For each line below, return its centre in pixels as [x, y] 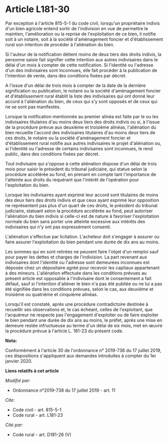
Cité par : [14, 425]
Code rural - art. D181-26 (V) [42, 434]
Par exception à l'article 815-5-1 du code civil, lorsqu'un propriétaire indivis [82, 23]
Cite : [10, 400]
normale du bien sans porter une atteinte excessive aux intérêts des [75, 221]
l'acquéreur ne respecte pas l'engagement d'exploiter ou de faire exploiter [82, 315]
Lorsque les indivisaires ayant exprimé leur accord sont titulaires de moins [82, 195]
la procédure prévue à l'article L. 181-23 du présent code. [64, 331]
